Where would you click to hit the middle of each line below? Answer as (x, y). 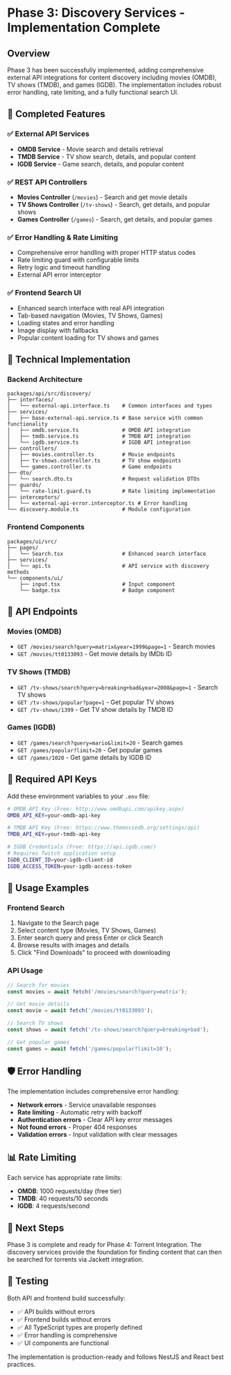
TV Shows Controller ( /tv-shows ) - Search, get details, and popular (113, 204)
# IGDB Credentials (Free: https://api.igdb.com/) (82, 847)
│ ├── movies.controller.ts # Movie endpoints (91, 455)
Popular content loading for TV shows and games (88, 337)
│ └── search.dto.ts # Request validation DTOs (103, 479)
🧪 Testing (28, 1281)
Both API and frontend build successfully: (67, 1298)
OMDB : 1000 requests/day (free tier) (69, 1191)
